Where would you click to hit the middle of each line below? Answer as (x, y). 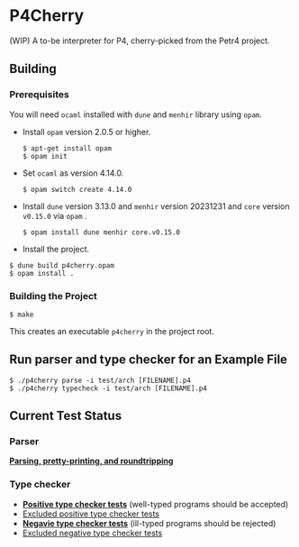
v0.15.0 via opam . (54, 215)
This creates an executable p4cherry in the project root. (112, 331)
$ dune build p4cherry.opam (62, 265)
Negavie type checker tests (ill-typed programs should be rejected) (149, 523)
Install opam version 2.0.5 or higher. (86, 132)
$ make (22, 315)
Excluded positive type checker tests (91, 514)
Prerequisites (39, 95)
